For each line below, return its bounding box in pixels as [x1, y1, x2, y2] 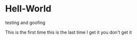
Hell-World [5, 3, 51, 14]
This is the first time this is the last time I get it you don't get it [5, 29, 132, 35]
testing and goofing [5, 19, 46, 25]
